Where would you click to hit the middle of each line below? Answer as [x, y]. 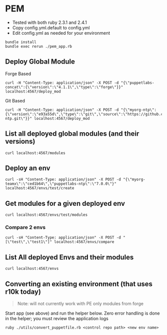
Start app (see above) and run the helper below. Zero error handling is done [83, 313]
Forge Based [18, 74]
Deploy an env [28, 168]
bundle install [21, 42]
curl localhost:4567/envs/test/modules [46, 215]
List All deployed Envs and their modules [70, 257]
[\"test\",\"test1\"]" [29, 242]
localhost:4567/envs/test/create [40, 188]
